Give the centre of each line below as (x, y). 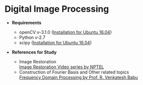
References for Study (34, 52)
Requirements (26, 23)
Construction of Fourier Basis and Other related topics (74, 72)
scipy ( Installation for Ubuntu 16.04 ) (55, 42)
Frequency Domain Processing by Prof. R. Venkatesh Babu (79, 77)
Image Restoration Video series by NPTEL (61, 67)
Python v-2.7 (32, 37)
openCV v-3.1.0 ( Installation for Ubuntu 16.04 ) (65, 32)
